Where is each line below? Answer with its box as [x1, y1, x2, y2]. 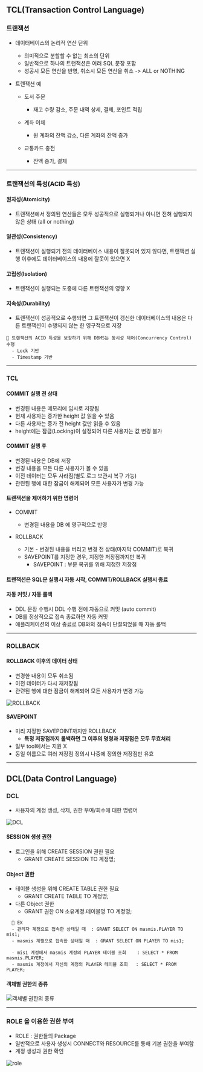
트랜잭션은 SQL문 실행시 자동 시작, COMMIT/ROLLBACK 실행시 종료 [6, 576, 168, 583]
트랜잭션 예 [14, 80, 42, 87]
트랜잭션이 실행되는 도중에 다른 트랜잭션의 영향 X [14, 285, 130, 292]
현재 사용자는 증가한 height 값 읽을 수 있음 [14, 412, 115, 419]
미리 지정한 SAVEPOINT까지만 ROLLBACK [14, 727, 117, 735]
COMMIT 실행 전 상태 [6, 390, 57, 397]
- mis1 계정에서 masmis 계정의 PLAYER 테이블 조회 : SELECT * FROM [11, 950, 178, 956]
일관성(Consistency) [6, 233, 57, 240]
